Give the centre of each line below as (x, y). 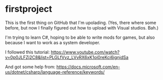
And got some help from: (30, 67)
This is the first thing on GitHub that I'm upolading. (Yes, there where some (81, 23)
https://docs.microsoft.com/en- (88, 67)
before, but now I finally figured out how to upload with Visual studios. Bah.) (82, 27)
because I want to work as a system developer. (53, 42)
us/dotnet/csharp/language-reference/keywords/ (55, 72)
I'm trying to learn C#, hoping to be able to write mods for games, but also (80, 37)
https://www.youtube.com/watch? (85, 52)
